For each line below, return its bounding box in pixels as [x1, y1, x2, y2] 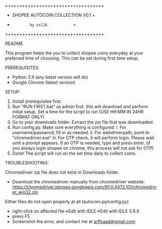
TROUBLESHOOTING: [5, 160, 49, 165]
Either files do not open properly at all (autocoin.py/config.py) [5, 199, 129, 205]
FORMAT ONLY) [12, 114, 45, 120]
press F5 [12, 213, 30, 219]
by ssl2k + [30, 23, 76, 27]
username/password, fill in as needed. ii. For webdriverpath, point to [12, 130, 150, 135]
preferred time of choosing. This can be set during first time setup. [5, 55, 139, 61]
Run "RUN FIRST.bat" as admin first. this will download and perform [12, 104, 148, 109]
